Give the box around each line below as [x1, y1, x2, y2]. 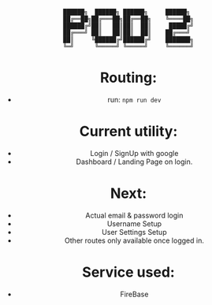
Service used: [82, 263, 175, 281]
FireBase [120, 289, 149, 299]
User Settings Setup [102, 227, 167, 236]
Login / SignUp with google [90, 148, 179, 158]
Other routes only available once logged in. [64, 236, 205, 245]
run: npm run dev [107, 95, 162, 104]
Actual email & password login [85, 210, 184, 220]
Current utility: [79, 123, 178, 140]
